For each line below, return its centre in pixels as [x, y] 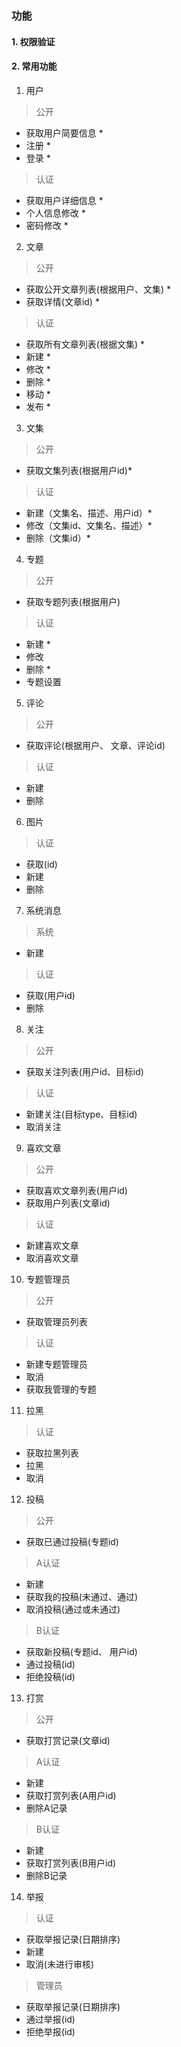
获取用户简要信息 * [64, 133]
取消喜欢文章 [52, 1258]
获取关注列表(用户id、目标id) [84, 1071]
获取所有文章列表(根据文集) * [85, 344]
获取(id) [41, 864]
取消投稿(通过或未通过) [73, 1609]
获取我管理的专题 [61, 1389]
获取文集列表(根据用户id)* [79, 470]
